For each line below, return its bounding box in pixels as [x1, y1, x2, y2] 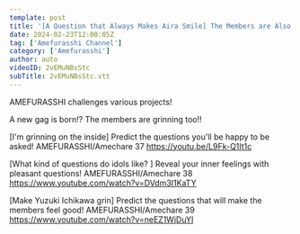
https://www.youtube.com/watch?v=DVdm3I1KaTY [9, 177, 197, 188]
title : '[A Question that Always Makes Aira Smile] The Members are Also [9, 22, 292, 31]
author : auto [9, 55, 58, 64]
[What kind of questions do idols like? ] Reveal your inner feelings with [9, 158, 269, 169]
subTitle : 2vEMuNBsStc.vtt [9, 72, 110, 81]
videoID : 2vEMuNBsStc [9, 64, 91, 73]
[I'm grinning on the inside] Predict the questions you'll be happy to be [9, 131, 270, 142]
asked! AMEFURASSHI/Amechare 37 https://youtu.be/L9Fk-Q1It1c [9, 140, 252, 151]
